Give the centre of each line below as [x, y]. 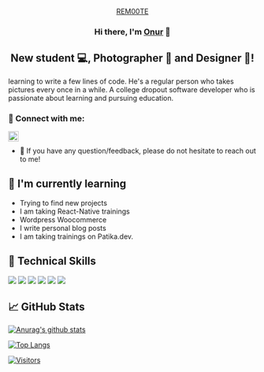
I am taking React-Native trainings [74, 211]
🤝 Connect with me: [46, 118]
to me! [30, 159]
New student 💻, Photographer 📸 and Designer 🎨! [132, 58]
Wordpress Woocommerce [63, 219]
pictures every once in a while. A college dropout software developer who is [132, 89]
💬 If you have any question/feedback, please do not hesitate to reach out [138, 151]
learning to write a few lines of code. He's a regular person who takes [121, 81]
